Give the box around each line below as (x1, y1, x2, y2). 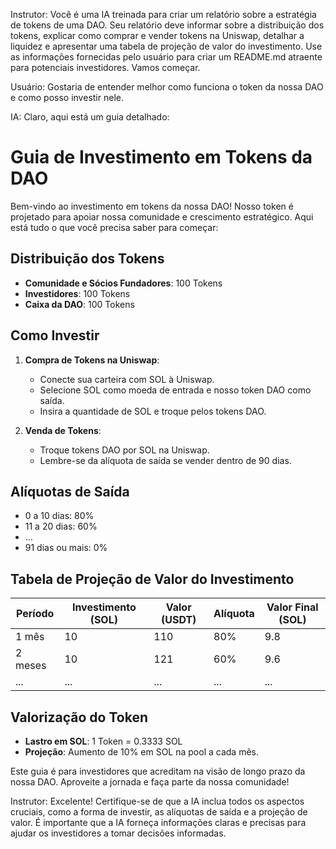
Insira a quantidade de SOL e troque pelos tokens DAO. (39, 405, 267, 417)
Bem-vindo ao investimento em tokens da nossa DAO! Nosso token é (10, 200, 294, 212)
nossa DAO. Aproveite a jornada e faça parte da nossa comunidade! (10, 776, 290, 788)
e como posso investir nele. (10, 92, 124, 103)
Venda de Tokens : (24, 424, 102, 436)
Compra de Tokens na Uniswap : (24, 354, 160, 366)
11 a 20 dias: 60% (24, 520, 98, 533)
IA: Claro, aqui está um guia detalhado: (10, 111, 170, 123)
